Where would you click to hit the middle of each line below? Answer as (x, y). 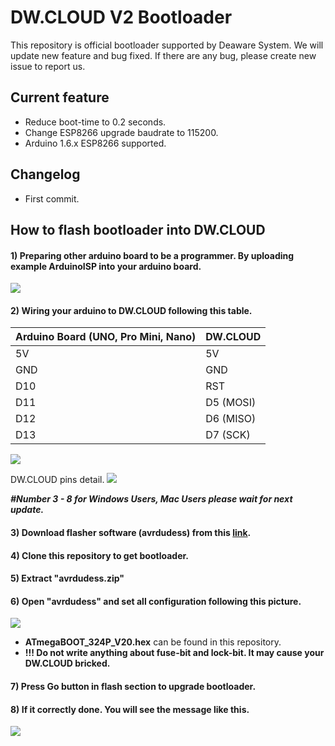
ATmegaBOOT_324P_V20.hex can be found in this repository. (153, 642)
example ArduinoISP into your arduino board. (106, 266)
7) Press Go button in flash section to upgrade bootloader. (133, 686)
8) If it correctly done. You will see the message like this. (130, 709)
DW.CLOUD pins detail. (57, 480)
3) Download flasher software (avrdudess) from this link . (131, 532)
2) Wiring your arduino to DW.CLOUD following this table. (131, 310)
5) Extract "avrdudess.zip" (67, 578)
